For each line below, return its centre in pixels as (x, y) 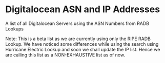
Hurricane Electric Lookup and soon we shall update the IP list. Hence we (83, 49)
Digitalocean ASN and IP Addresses (83, 9)
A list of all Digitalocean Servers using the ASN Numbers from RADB (77, 23)
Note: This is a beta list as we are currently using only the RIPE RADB (78, 39)
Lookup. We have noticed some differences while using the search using (82, 44)
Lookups (15, 28)
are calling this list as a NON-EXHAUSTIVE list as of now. (65, 55)
